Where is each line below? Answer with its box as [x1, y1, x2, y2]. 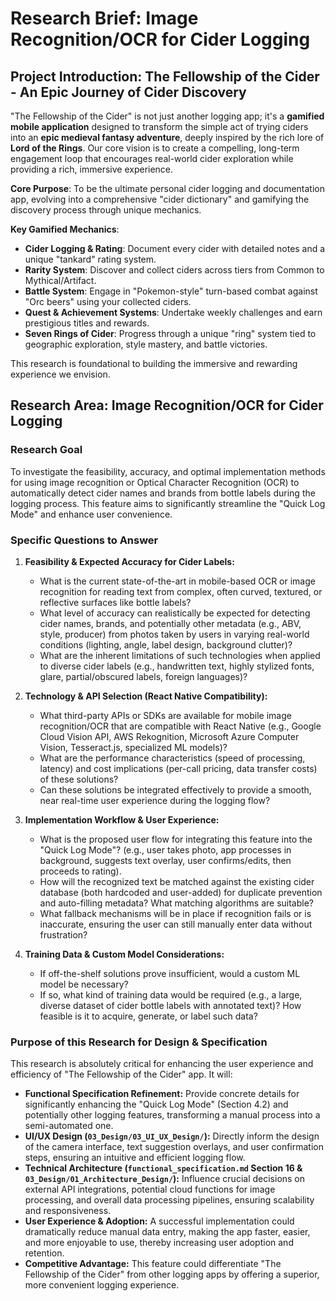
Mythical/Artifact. [24, 275, 97, 286]
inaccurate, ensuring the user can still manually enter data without [39, 918, 313, 930]
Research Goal [10, 443, 83, 457]
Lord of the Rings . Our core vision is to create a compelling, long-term [10, 142, 300, 154]
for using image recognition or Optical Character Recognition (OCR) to [10, 476, 300, 488]
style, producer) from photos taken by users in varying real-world [39, 628, 310, 640]
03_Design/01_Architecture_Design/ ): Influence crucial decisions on [24, 1173, 306, 1185]
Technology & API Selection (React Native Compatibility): [24, 690, 268, 702]
